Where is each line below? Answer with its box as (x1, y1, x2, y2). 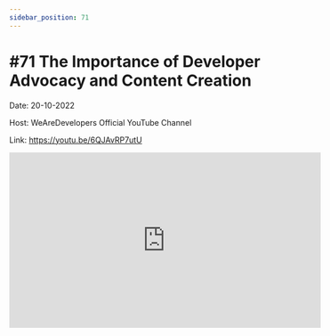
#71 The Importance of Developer (9, 51, 261, 71)
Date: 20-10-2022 (9, 100, 76, 111)
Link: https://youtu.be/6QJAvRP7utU (9, 135, 142, 145)
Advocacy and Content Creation (9, 70, 252, 90)
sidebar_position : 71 (9, 12, 90, 22)
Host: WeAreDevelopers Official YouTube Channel (9, 117, 192, 127)
